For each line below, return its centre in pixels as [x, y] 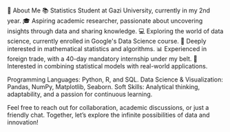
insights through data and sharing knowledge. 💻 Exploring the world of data [115, 31]
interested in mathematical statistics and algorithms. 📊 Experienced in [107, 49]
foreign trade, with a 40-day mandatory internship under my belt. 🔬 [102, 59]
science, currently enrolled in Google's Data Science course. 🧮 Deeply [107, 41]
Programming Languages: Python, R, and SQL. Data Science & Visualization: [115, 79]
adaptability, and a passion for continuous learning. [80, 94]
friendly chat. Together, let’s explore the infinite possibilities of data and [108, 115]
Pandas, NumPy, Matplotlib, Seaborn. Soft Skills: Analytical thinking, [104, 87]
